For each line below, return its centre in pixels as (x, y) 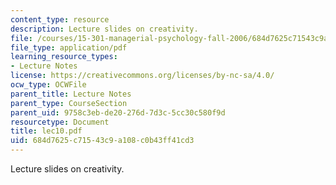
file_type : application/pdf (69, 47)
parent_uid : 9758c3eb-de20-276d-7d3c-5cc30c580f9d (118, 112)
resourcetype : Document (60, 122)
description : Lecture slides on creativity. (104, 29)
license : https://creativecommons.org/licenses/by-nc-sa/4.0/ (142, 76)
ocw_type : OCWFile (48, 85)
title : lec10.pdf (46, 131)
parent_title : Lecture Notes (71, 94)
